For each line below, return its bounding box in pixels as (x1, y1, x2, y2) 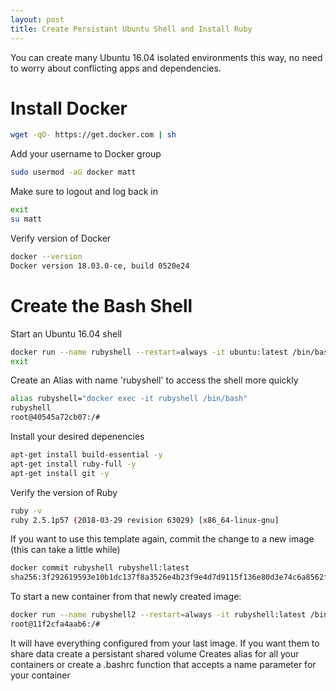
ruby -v (10, 506, 43, 516)
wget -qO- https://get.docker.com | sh (10, 130, 177, 140)
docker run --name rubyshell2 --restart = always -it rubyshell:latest (10, 610, 307, 620)
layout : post (10, 14, 65, 25)
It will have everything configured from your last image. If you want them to (10, 637, 320, 649)
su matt (10, 214, 43, 225)
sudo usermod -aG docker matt (10, 167, 137, 178)
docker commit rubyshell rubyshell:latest (10, 563, 190, 573)
